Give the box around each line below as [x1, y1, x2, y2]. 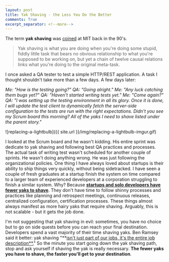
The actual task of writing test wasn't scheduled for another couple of [5, 149, 151, 155]
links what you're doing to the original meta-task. [17, 61, 120, 68]
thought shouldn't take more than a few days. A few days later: [5, 77, 136, 83]
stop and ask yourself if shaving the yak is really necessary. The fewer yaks [5, 246, 164, 252]
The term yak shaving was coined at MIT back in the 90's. [5, 36, 128, 42]
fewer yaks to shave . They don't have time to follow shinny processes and [5, 187, 161, 193]
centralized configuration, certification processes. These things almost [5, 198, 153, 204]
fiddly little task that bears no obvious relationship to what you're [17, 51, 153, 57]
